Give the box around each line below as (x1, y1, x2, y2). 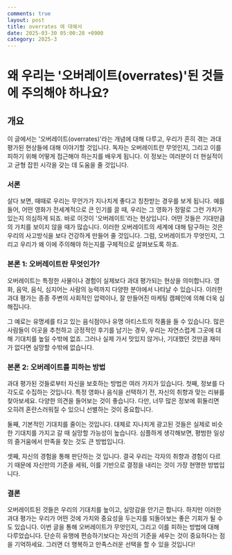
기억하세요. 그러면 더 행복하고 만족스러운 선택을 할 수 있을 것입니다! (14, 540, 195, 549)
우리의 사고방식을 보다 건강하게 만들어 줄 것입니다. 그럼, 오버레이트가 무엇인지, (7, 232, 218, 240)
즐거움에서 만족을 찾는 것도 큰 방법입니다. (14, 438, 126, 446)
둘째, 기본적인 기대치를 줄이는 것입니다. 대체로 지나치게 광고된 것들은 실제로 (7, 420, 211, 429)
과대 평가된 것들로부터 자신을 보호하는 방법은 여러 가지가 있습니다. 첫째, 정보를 (7, 379, 218, 388)
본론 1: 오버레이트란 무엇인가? (7, 259, 100, 269)
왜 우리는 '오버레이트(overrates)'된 (7, 68, 199, 84)
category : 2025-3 (7, 36, 57, 43)
